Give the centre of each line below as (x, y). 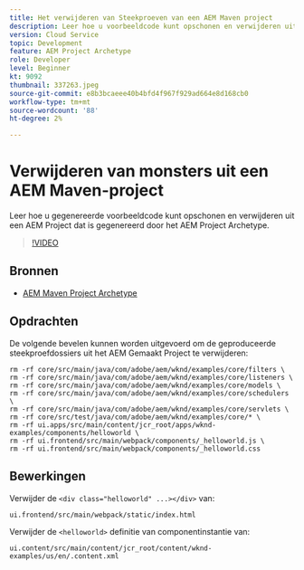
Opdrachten (44, 322)
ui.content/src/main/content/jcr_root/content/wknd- (111, 548)
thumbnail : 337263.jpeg (54, 85)
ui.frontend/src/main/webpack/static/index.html (103, 515)
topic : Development (46, 43)
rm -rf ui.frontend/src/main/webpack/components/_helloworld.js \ (137, 441)
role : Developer (40, 60)
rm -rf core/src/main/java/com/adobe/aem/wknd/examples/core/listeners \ (152, 377)
